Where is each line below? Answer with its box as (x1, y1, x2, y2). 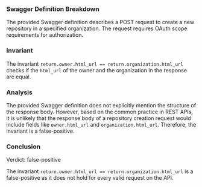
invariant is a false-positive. (6, 127, 75, 135)
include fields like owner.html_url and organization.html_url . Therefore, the (6, 121, 197, 128)
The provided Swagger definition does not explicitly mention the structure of (6, 101, 197, 109)
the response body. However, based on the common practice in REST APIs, (6, 108, 194, 115)
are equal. (6, 73, 31, 80)
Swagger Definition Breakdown (6, 5, 99, 13)
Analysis (6, 88, 33, 97)
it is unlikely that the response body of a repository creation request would (6, 114, 191, 122)
